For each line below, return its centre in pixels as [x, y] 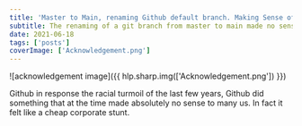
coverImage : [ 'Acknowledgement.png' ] [80, 51]
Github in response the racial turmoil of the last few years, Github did [137, 94]
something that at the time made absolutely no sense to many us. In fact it [146, 103]
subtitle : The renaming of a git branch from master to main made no [142, 26]
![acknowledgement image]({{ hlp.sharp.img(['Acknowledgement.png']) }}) [148, 76]
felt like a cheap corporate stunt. [70, 113]
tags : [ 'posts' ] [40, 42]
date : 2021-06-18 [42, 34]
